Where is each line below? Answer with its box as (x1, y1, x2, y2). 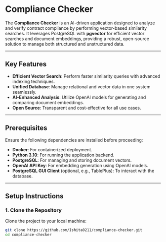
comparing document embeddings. (12, 99, 84, 105)
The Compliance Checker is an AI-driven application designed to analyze (5, 20, 155, 26)
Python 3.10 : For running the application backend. (12, 152, 115, 158)
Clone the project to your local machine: (5, 218, 87, 224)
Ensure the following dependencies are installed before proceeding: (5, 137, 143, 143)
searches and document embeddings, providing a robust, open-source (5, 36, 150, 42)
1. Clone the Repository (5, 207, 62, 214)
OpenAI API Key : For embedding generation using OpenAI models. (12, 162, 148, 168)
